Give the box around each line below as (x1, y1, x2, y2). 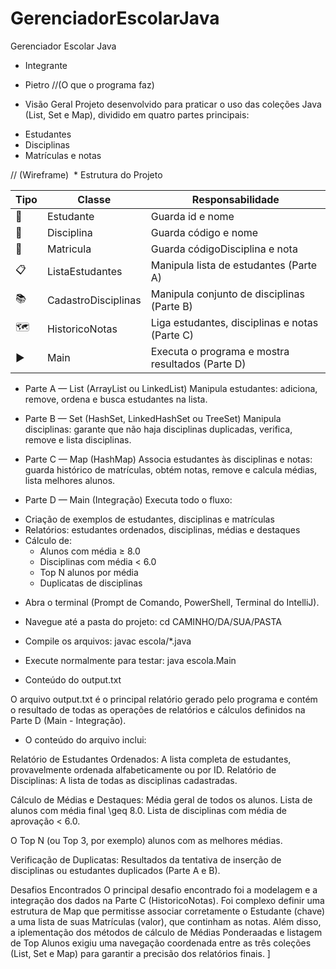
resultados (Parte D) (150, 357, 247, 371)
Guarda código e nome (150, 225, 259, 239)
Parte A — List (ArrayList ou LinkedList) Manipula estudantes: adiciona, (24, 382, 318, 394)
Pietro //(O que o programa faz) (24, 78, 155, 91)
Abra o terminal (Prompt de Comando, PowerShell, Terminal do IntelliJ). (24, 596, 320, 608)
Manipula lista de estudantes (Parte (150, 258, 318, 272)
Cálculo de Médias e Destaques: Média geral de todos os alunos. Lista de (10, 793, 313, 806)
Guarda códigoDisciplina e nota (150, 242, 298, 256)
